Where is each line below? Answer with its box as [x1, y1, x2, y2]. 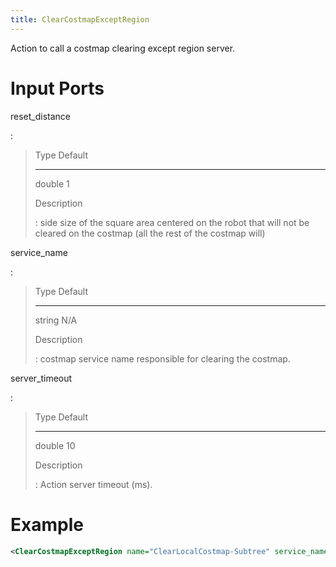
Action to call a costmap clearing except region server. [10, 42, 236, 54]
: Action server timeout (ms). [34, 478, 153, 490]
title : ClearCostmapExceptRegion [10, 14, 150, 25]
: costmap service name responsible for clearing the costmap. [34, 352, 291, 365]
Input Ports [10, 77, 105, 100]
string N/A [34, 314, 78, 326]
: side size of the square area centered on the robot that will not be [34, 216, 310, 228]
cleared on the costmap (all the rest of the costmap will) [34, 227, 266, 239]
